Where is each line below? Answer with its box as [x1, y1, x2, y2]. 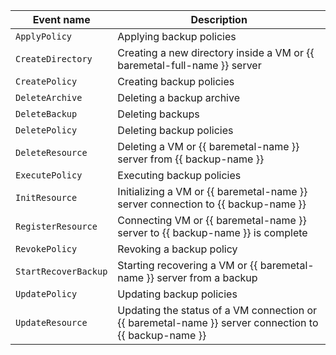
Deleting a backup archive [117, 91, 240, 104]
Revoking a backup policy [117, 242, 238, 256]
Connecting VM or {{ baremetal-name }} [117, 214, 307, 227]
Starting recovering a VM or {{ [117, 259, 258, 272]
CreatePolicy [15, 76, 78, 87]
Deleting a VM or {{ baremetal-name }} [117, 140, 300, 153]
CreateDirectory [15, 54, 93, 64]
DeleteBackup [15, 109, 78, 119]
